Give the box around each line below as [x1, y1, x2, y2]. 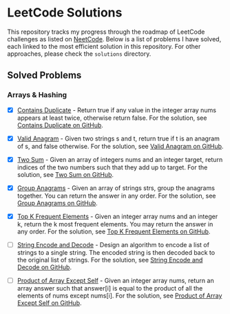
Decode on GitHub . [17, 263, 72, 271]
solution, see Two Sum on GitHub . [17, 170, 114, 178]
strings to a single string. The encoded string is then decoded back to [17, 249, 216, 256]
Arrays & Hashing [7, 90, 67, 100]
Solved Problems [7, 70, 82, 81]
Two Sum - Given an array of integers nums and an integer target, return [17, 155, 223, 163]
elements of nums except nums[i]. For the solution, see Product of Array [17, 291, 222, 300]
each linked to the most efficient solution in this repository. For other [7, 42, 201, 50]
